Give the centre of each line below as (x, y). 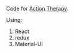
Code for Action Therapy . (37, 9)
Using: (14, 20)
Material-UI (29, 44)
